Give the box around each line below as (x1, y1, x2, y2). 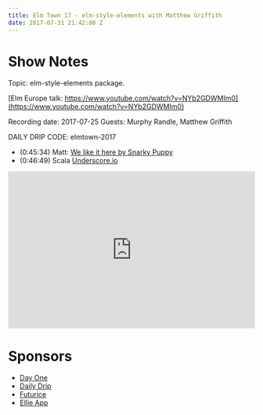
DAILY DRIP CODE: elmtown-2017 (8, 133, 117, 142)
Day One (19, 373, 49, 383)
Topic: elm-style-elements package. (8, 78, 125, 88)
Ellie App (19, 398, 49, 408)
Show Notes (8, 53, 88, 71)
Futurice (19, 390, 47, 399)
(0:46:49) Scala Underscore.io (19, 156, 118, 166)
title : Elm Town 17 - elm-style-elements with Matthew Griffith (8, 11, 222, 20)
